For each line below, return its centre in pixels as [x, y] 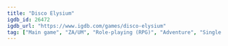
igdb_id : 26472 [29, 20]
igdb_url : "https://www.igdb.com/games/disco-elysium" [87, 26]
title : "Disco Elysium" [41, 13]
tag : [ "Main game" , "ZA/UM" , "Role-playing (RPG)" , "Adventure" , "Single [114, 32]
